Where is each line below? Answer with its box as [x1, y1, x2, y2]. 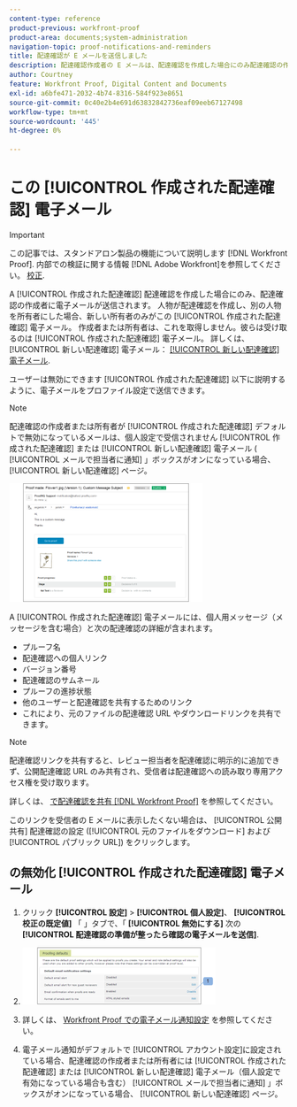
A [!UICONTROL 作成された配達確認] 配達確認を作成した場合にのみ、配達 [9, 288, 277, 299]
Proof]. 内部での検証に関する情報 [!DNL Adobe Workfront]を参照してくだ [9, 258, 274, 269]
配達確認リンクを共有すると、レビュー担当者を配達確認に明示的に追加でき [9, 755, 280, 765]
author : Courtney [9, 71, 73, 80]
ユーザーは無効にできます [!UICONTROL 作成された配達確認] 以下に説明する [9, 373, 286, 384]
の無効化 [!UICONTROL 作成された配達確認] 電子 [9, 865, 274, 880]
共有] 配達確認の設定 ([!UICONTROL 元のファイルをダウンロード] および [9, 826, 271, 836]
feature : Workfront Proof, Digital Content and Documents [9, 80, 227, 88]
